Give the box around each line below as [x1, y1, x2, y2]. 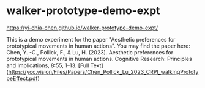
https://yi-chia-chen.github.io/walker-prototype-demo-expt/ [6, 24, 158, 31]
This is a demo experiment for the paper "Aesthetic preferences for [6, 35, 176, 43]
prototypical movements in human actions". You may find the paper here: [6, 42, 191, 50]
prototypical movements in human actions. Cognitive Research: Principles [6, 55, 193, 62]
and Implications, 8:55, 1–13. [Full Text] [6, 62, 103, 69]
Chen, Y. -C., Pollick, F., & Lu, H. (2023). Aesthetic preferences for [6, 48, 173, 56]
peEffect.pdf [6, 75, 38, 82]
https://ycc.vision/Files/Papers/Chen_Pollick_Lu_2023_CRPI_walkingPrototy [8, 68, 199, 75]
